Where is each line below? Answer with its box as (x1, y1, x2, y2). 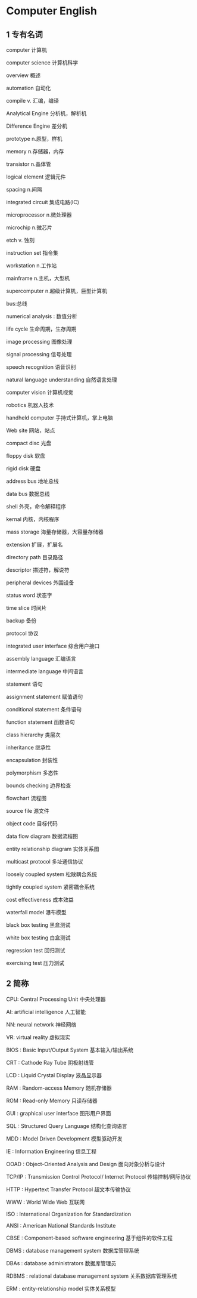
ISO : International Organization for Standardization (6, 1210, 132, 1217)
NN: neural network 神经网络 (6, 1020, 77, 1028)
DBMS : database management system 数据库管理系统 (6, 1247, 140, 1254)
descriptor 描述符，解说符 (6, 566, 70, 574)
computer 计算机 (6, 47, 48, 53)
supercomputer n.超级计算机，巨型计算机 (6, 288, 108, 294)
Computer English (6, 4, 97, 18)
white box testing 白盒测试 (6, 934, 71, 941)
